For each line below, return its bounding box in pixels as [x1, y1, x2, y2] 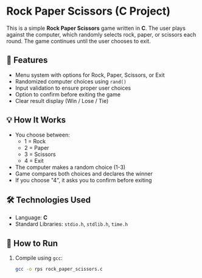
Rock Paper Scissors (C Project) [6, 4, 171, 18]
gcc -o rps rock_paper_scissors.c [15, 266, 103, 273]
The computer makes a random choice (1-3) [15, 163, 126, 171]
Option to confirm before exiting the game [15, 90, 120, 98]
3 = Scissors [24, 151, 56, 158]
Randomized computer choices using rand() [15, 77, 127, 85]
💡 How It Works [6, 115, 66, 126]
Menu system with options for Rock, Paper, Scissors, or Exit [15, 71, 165, 79]
